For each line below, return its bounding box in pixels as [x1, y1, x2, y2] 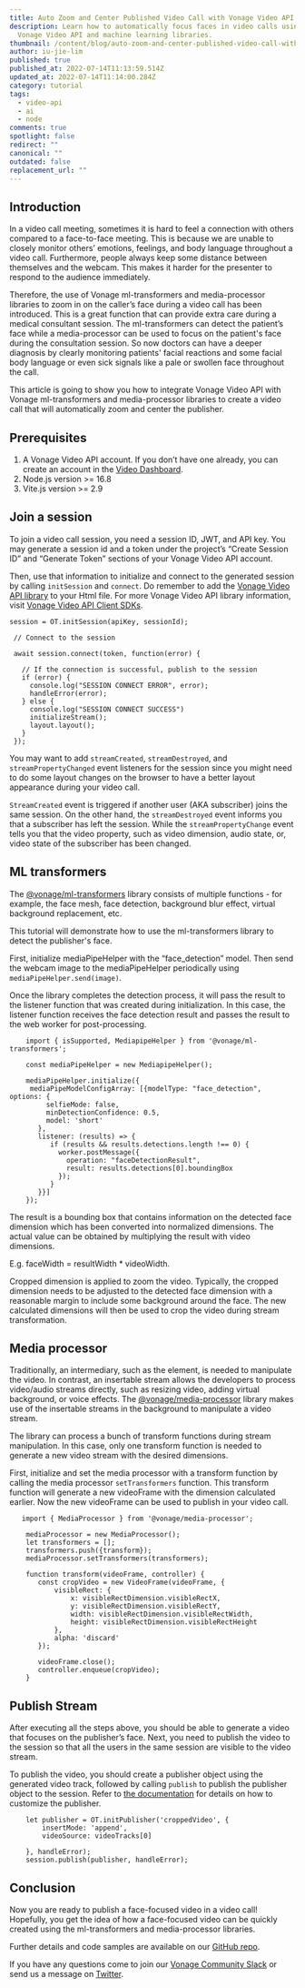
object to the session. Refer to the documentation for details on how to [9, 1789, 273, 1800]
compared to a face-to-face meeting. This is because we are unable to [9, 233, 274, 244]
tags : [9, 89, 30, 98]
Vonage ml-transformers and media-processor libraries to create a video [9, 394, 281, 405]
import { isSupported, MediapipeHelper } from [25, 1036, 205, 1045]
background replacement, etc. [9, 907, 123, 919]
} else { [21, 697, 54, 706]
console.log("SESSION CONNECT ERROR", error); [29, 681, 209, 690]
